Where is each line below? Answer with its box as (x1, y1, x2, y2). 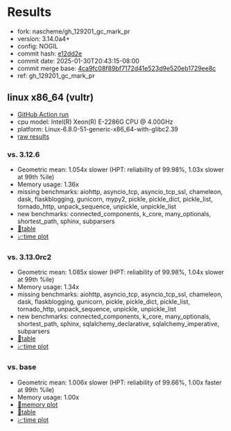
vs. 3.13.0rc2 (7, 252, 52, 261)
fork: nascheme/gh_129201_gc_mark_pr (17, 27, 130, 35)
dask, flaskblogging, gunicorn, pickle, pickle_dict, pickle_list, (17, 298, 191, 306)
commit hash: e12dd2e (17, 49, 83, 58)
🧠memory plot (17, 400, 58, 409)
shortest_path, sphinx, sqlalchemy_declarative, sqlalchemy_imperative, (17, 320, 220, 328)
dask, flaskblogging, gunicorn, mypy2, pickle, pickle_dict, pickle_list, (17, 195, 213, 204)
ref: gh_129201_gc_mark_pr (17, 71, 95, 80)
